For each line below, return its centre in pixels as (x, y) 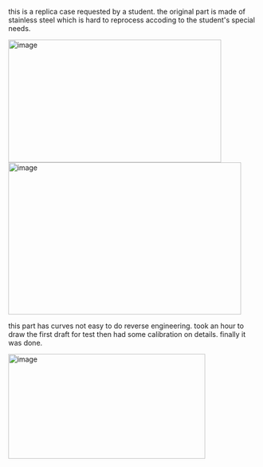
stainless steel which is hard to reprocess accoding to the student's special (131, 20)
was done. (26, 343)
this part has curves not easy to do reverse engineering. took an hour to (126, 326)
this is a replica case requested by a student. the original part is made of (127, 12)
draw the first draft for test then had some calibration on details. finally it (127, 334)
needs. (20, 28)
